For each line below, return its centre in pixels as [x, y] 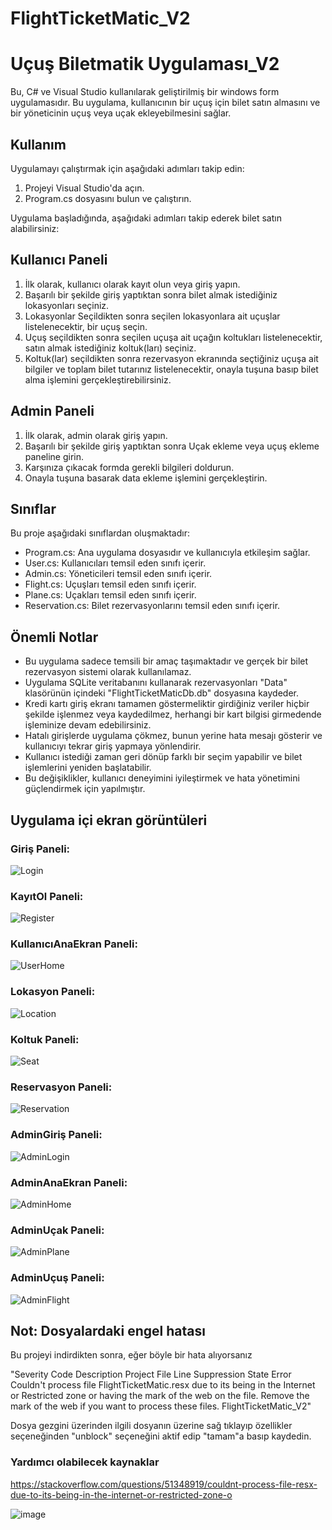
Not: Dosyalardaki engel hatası [108, 1330]
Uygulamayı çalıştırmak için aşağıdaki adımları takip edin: [127, 168]
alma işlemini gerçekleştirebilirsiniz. [98, 379]
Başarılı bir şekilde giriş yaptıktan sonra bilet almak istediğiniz [151, 294]
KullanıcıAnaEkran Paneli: [74, 944]
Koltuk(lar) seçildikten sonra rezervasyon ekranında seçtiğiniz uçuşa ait [171, 358]
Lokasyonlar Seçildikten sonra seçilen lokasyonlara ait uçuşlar [152, 316]
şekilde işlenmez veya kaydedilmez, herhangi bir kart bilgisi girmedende [173, 714]
